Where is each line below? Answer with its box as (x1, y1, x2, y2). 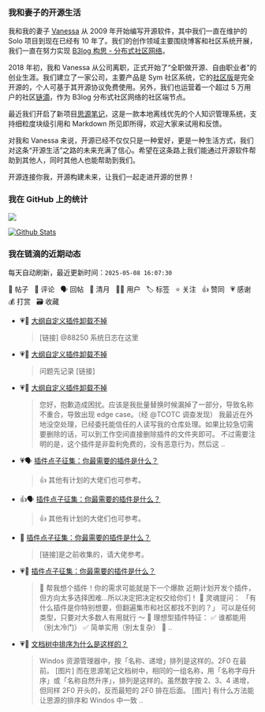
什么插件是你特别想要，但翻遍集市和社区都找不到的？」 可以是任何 (39, 602, 256, 612)
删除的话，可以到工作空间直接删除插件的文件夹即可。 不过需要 (46, 429, 249, 438)
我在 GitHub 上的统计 (8, 194, 88, 205)
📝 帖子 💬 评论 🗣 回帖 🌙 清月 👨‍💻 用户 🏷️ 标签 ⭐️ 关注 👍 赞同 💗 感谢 (8, 284, 252, 293)
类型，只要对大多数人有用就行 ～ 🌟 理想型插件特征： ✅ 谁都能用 (39, 613, 247, 622)
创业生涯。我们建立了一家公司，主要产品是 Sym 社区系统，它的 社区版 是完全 (8, 73, 255, 82)
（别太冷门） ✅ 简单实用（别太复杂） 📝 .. (39, 622, 173, 632)
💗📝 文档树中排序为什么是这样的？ (19, 639, 129, 648)
